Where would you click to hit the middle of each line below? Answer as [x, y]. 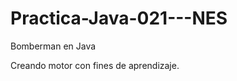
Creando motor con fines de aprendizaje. [95, 65]
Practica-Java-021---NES [119, 18]
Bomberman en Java [53, 46]
